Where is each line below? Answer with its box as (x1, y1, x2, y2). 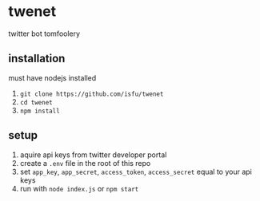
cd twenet (19, 98, 54, 106)
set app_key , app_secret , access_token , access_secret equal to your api (19, 167, 252, 176)
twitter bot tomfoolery (8, 29, 81, 38)
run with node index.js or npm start (19, 183, 139, 193)
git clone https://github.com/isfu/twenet (19, 90, 164, 98)
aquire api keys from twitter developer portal (19, 150, 167, 160)
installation (8, 52, 66, 65)
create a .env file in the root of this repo (19, 158, 151, 167)
